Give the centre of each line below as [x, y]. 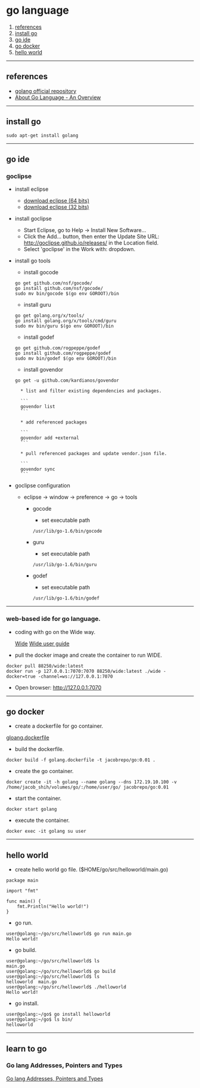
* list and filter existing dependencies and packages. [91, 391]
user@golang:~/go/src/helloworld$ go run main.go [69, 934]
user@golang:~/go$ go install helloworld [58, 1015]
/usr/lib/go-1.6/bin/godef [66, 598]
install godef [39, 337]
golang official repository [46, 91]
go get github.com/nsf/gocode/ [54, 283]
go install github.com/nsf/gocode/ [59, 289]
